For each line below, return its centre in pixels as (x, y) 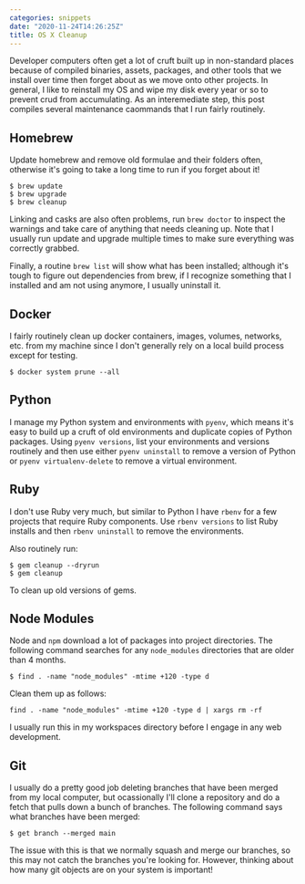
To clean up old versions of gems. (73, 590)
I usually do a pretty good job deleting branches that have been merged (144, 788)
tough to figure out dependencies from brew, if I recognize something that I (150, 276)
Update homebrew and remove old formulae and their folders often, (136, 160)
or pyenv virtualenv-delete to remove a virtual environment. (123, 461)
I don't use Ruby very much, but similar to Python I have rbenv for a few (143, 511)
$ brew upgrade (38, 194)
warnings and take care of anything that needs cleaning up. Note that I (142, 229)
